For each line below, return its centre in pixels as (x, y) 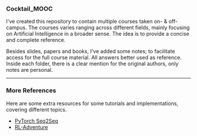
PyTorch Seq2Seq (36, 121)
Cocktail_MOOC (29, 9)
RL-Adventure (31, 127)
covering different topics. (37, 109)
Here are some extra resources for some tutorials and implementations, (92, 103)
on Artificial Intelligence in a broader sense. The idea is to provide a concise (98, 34)
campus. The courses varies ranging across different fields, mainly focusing (98, 27)
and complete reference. (36, 40)
